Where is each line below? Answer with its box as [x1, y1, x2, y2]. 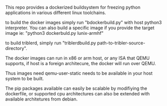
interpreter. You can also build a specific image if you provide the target [5, 25, 155, 31]
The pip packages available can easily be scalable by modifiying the [5, 85, 148, 91]
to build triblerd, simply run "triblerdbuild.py [5, 40, 96, 46]
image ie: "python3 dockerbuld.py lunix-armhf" [5, 30, 104, 36]
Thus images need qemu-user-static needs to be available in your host [5, 70, 153, 76]
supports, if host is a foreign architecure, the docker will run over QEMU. [5, 61, 156, 66]
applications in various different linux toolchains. [5, 10, 106, 16]
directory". [5, 45, 27, 51]
